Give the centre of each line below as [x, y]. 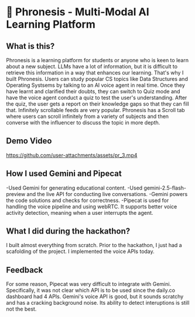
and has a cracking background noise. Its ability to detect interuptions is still [98, 303]
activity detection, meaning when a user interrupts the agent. [80, 213]
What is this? [30, 46]
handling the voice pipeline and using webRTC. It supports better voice [92, 206]
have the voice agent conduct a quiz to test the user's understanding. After [97, 97]
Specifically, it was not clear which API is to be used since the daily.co [91, 291]
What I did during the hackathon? [68, 231]
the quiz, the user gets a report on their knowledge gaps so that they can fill [97, 104]
